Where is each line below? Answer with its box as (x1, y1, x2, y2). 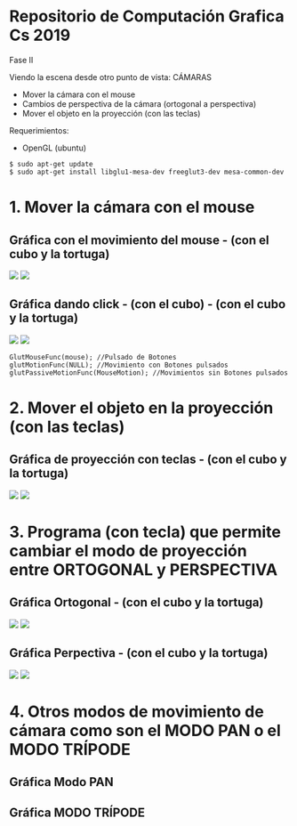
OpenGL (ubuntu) (21, 142, 87, 153)
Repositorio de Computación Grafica (9, 6, 285, 27)
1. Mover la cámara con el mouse (9, 198, 255, 217)
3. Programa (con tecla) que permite (9, 522, 282, 542)
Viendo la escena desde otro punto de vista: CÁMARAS (9, 71, 212, 82)
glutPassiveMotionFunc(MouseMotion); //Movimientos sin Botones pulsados (9, 368, 289, 377)
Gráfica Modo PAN (9, 774, 114, 790)
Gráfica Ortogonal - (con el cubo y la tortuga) (9, 595, 264, 611)
